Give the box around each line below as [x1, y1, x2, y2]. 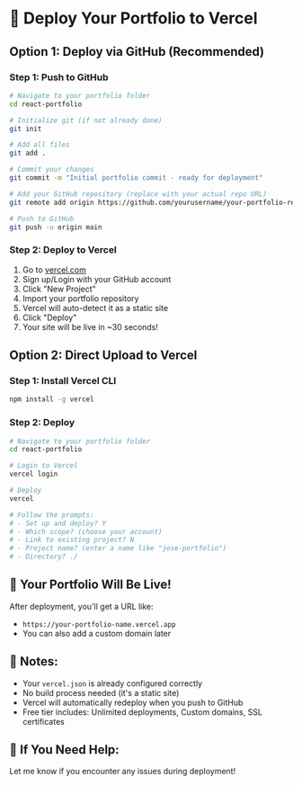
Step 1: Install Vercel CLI [9, 374, 117, 387]
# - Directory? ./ [9, 552, 78, 561]
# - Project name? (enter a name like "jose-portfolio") [9, 544, 227, 553]
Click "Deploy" [22, 312, 77, 323]
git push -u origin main [9, 222, 102, 232]
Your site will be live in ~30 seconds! [22, 321, 159, 332]
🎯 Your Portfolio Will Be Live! [9, 577, 173, 593]
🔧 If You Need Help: [9, 742, 120, 758]
